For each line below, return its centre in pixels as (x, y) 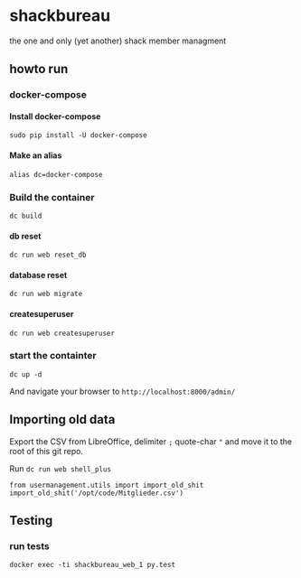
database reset (38, 275)
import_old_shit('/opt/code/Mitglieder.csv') (96, 493)
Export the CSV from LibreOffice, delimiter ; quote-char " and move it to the (151, 441)
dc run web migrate (46, 294)
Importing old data (62, 420)
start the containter (53, 356)
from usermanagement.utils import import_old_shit (107, 485)
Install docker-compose (55, 116)
